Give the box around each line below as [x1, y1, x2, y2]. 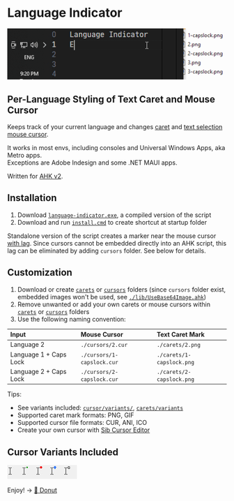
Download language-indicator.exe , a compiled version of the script [17, 211, 212, 219]
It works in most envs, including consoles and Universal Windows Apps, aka [7, 144, 226, 152]
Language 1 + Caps [10, 350, 68, 359]
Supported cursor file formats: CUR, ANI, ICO [17, 419, 148, 427]
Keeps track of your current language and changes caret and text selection [7, 123, 223, 131]
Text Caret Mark [156, 330, 205, 339]
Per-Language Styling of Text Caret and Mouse [7, 93, 216, 105]
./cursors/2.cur [80, 342, 128, 349]
